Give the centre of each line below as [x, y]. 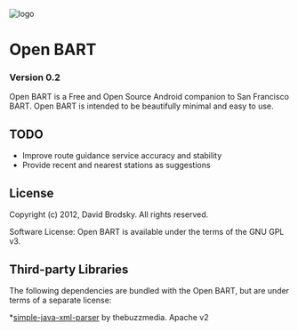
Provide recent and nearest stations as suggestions [116, 165]
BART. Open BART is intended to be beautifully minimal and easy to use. [141, 106]
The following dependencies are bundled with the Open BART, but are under [149, 290]
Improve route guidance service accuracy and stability [122, 156]
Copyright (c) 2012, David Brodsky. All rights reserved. [109, 214]
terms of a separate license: [60, 300]
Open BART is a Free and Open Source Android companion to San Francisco [149, 97]
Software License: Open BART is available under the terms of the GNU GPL [147, 232]
